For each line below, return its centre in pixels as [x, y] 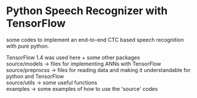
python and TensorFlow [35, 76]
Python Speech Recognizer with [87, 11]
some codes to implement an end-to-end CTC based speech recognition [95, 40]
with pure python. [28, 46]
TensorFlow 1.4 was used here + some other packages [73, 57]
